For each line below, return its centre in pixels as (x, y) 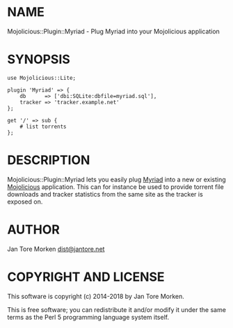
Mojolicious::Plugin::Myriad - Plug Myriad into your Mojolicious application (114, 31)
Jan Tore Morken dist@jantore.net (56, 249)
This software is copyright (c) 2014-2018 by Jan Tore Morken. (96, 296)
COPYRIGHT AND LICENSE (86, 277)
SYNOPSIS (39, 59)
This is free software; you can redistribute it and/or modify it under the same (116, 309)
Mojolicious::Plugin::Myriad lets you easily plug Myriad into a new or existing (116, 179)
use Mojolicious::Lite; (42, 78)
